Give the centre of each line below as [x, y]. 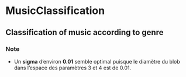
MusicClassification [55, 11]
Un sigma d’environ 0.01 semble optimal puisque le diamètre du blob [97, 61]
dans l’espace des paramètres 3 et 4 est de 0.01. [73, 68]
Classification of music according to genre [85, 32]
